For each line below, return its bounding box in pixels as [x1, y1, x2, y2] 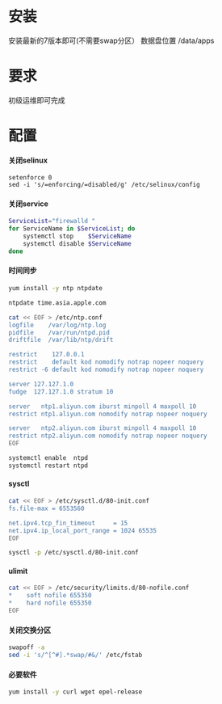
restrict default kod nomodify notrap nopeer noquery [8, 358, 204, 366]
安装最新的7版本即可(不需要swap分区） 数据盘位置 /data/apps [8, 36, 215, 45]
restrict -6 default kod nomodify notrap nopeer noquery [8, 365, 204, 374]
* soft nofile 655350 [8, 592, 92, 600]
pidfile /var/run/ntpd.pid [8, 328, 111, 336]
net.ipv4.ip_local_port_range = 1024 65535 [8, 526, 157, 534]
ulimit [8, 566, 28, 575]
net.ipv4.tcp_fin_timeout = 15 [8, 519, 128, 527]
